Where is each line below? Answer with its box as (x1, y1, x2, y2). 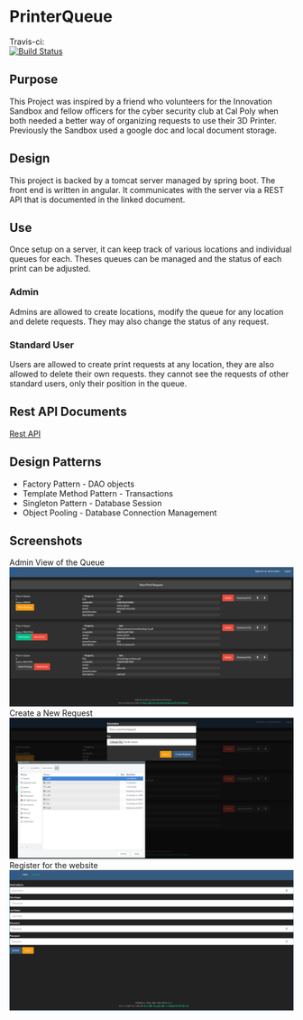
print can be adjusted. (9, 264, 91, 274)
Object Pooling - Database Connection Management (22, 507, 217, 518)
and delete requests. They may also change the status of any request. (9, 316, 270, 327)
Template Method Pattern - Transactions (22, 487, 174, 498)
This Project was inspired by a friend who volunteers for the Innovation (9, 96, 273, 107)
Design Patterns (9, 454, 102, 470)
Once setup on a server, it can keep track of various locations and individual (9, 244, 292, 255)
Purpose (9, 72, 59, 88)
